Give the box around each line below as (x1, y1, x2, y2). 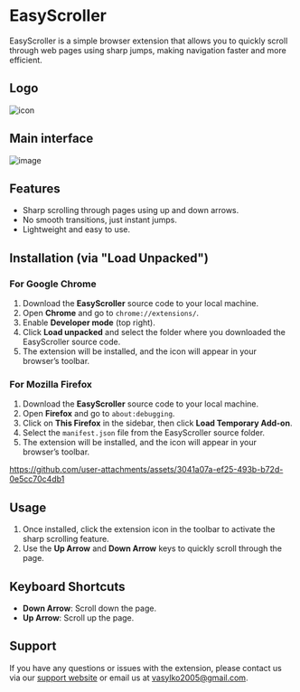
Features (9, 181, 61, 196)
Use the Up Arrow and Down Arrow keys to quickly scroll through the (22, 543, 283, 554)
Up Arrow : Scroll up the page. (22, 612, 135, 623)
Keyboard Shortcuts (9, 579, 126, 594)
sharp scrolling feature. (22, 534, 110, 545)
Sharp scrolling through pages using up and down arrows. (22, 205, 239, 216)
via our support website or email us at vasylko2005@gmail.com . (9, 672, 248, 683)
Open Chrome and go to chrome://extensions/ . (22, 308, 200, 319)
